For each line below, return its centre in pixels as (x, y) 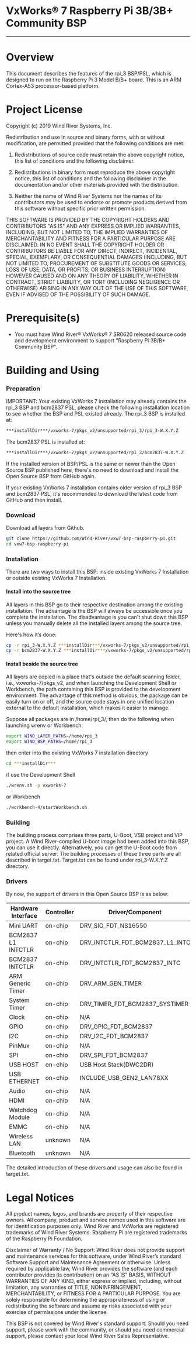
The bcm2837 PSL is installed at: (45, 442)
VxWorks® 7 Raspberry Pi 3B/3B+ (90, 11)
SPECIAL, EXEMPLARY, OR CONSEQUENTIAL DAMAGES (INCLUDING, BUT (97, 257)
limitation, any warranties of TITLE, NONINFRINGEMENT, (74, 1287)
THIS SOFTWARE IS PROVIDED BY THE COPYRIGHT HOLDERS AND (88, 219)
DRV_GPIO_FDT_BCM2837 (116, 1027)
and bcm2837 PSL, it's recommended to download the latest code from (92, 493)
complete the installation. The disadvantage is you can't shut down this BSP (97, 617)
